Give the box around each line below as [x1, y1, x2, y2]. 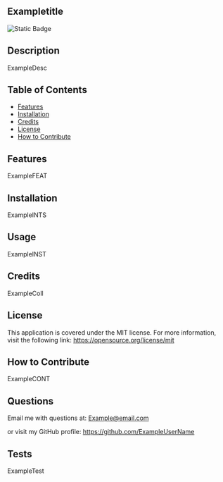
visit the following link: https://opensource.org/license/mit [7, 335, 174, 344]
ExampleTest [7, 466, 44, 475]
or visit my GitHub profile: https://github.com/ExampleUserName [7, 428, 195, 436]
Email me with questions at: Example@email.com [7, 414, 149, 422]
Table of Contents [7, 84, 88, 96]
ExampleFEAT [7, 172, 48, 180]
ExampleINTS [7, 211, 47, 219]
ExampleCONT [7, 375, 51, 383]
